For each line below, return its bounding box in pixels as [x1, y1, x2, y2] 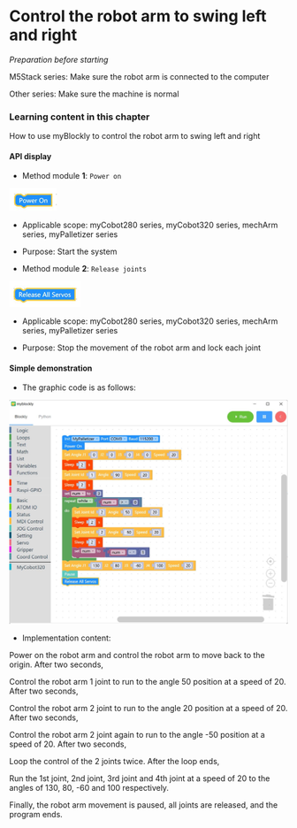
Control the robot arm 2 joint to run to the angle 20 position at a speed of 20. [9, 703, 288, 714]
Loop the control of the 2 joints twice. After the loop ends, [9, 756, 220, 767]
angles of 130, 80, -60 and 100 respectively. [9, 783, 170, 793]
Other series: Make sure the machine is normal [9, 88, 179, 99]
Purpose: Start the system [21, 246, 118, 257]
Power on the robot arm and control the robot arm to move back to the [9, 650, 265, 661]
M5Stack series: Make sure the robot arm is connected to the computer [9, 71, 270, 81]
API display [9, 150, 52, 161]
